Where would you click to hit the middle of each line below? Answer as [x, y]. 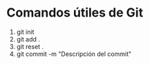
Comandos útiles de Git [75, 13]
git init [25, 32]
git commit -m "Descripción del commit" [74, 54]
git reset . [30, 46]
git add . [28, 39]
